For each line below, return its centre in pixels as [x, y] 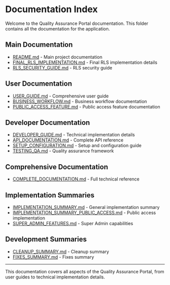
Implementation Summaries [50, 195]
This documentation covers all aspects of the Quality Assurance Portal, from [85, 271]
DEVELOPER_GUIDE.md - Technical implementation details [74, 135]
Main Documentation [39, 45]
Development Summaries [46, 239]
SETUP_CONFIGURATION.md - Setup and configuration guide [77, 146]
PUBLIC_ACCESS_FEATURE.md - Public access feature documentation [86, 106]
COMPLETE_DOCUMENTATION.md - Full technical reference [76, 179]
